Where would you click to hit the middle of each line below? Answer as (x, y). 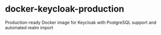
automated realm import (29, 27)
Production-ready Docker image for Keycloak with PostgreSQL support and (81, 22)
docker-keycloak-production (65, 9)
